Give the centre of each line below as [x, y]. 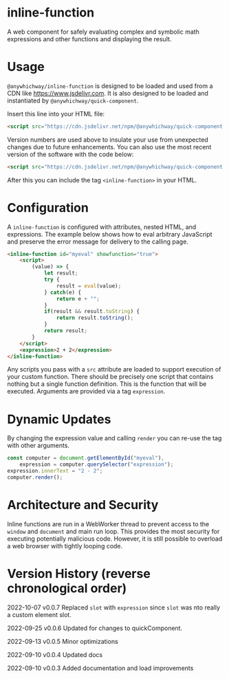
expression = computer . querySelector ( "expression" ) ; [97, 465]
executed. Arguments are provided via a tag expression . [86, 391]
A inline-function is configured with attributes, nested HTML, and [102, 227]
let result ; [61, 273]
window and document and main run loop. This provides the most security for [113, 531]
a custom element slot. [40, 614]
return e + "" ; [78, 299]
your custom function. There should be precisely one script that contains [110, 377]
